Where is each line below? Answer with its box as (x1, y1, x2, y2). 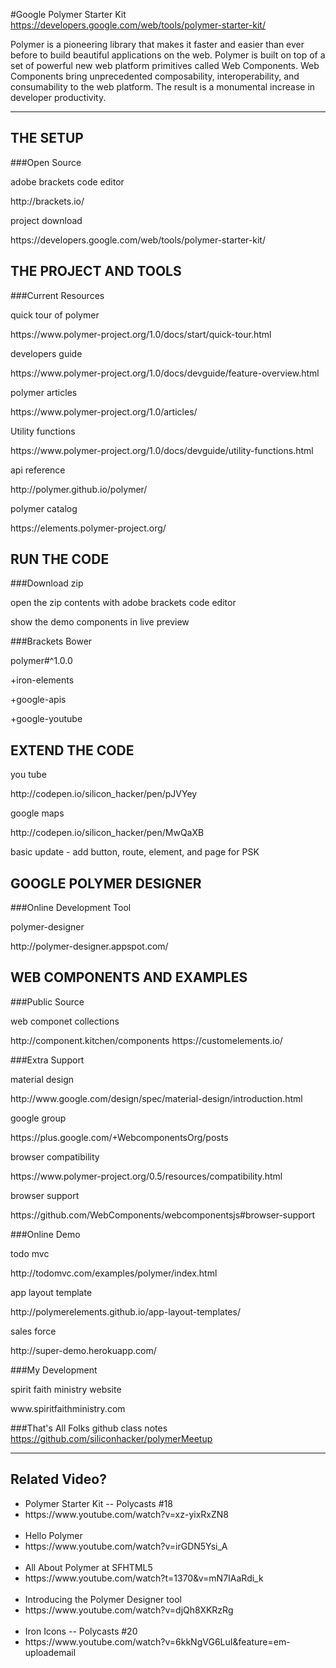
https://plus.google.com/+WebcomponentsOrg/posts (10, 1131, 229, 1143)
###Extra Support (10, 1054, 85, 1066)
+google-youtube (10, 713, 83, 725)
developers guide (10, 347, 83, 359)
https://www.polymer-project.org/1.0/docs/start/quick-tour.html (10, 328, 272, 340)
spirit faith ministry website (10, 1383, 122, 1395)
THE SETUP (10, 130, 84, 147)
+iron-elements (10, 674, 75, 686)
